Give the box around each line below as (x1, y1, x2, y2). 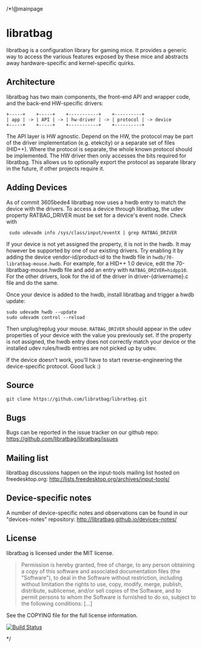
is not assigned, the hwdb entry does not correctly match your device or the (6, 338, 196, 345)
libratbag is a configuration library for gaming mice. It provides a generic (6, 46, 187, 53)
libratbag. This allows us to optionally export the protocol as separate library (6, 158, 197, 166)
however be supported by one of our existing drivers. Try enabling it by (6, 247, 184, 254)
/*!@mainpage (6, 5, 44, 12)
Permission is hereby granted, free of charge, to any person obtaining (21, 561, 195, 568)
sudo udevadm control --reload (6, 314, 85, 321)
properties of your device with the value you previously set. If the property (6, 331, 192, 339)
